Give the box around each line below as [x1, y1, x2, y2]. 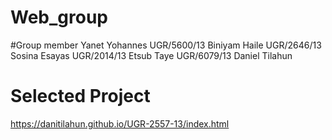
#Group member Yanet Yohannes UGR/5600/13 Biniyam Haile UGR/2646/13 [10, 39, 322, 51]
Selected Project [10, 85, 151, 108]
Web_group [10, 6, 108, 29]
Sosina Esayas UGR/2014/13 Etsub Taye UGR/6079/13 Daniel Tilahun [10, 49, 293, 61]
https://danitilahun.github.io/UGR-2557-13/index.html [10, 117, 230, 130]
